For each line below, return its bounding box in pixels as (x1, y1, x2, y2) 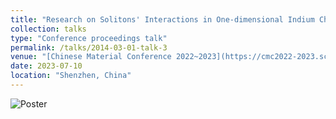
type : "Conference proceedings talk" (10, 33, 168, 43)
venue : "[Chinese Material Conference (10, 52, 172, 62)
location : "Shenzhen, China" (10, 71, 132, 81)
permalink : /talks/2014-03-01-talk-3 (10, 42, 168, 53)
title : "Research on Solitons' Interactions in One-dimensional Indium (10, 14, 315, 25)
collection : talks (10, 24, 87, 34)
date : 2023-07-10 (10, 61, 83, 71)
